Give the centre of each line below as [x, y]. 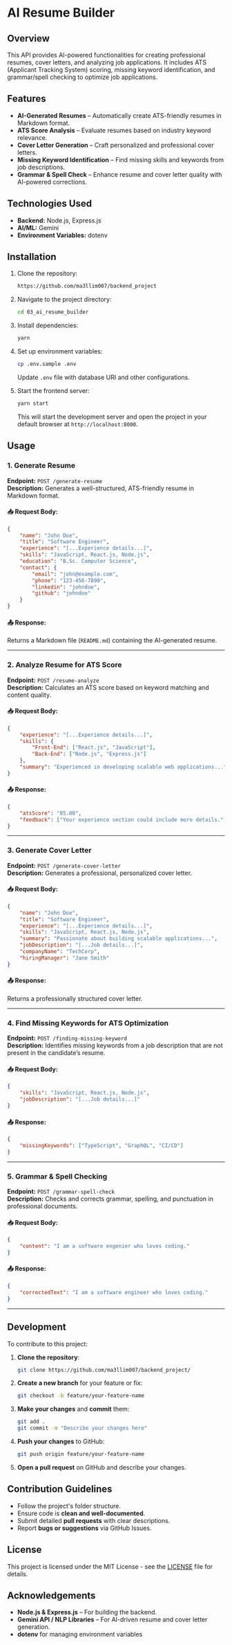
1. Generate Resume [41, 466]
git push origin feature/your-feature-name [81, 1454]
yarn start [33, 403]
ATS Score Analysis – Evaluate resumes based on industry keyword [114, 130]
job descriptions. [41, 167]
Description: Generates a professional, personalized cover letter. [99, 873]
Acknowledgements [51, 1595]
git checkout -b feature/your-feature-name [81, 1396]
